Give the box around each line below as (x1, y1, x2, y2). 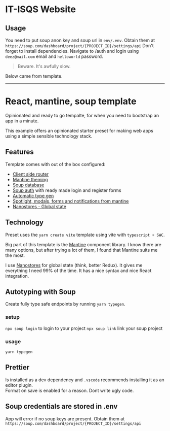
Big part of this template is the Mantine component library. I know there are (5, 241, 162, 247)
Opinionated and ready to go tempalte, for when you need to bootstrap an (5, 112, 159, 118)
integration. (5, 273, 29, 279)
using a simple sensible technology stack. (5, 133, 93, 139)
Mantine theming (12, 176, 48, 182)
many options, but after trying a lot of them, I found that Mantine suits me (5, 247, 158, 253)
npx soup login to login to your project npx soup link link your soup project (5, 325, 163, 331)
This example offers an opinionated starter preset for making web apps (5, 127, 153, 134)
